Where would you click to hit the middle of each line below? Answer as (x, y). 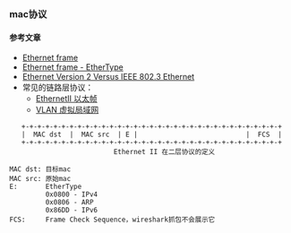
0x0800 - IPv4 (72, 194)
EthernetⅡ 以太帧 (66, 99)
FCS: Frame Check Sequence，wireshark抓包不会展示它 (112, 220)
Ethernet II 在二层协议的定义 (164, 152)
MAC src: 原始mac (40, 179)
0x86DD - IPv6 (72, 211)
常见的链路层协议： (58, 88)
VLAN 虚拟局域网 (67, 110)
